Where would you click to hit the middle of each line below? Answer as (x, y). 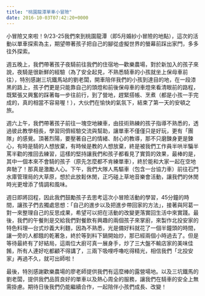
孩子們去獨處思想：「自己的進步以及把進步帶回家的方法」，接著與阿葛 (108, 205)
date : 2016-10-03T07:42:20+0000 (47, 18)
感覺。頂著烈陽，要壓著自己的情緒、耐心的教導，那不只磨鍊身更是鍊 (108, 138)
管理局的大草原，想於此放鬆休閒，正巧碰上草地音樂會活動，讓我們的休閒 (108, 176)
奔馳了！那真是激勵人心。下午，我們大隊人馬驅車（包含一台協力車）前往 (97, 169)
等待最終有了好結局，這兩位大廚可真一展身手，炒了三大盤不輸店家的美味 (97, 243)
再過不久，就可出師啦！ (46, 258)
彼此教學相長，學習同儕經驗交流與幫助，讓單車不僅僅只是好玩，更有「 (99, 131)
